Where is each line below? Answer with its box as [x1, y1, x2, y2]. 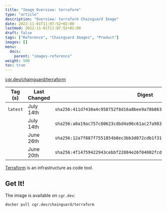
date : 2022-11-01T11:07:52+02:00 [5, 21, 75, 26]
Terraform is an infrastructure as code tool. [5, 165, 93, 171]
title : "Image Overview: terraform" [5, 7, 81, 12]
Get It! [5, 179, 25, 188]
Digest [137, 92, 153, 99]
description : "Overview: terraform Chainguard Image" [5, 16, 119, 21]
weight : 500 [5, 58, 30, 63]
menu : [5, 44, 16, 49]
